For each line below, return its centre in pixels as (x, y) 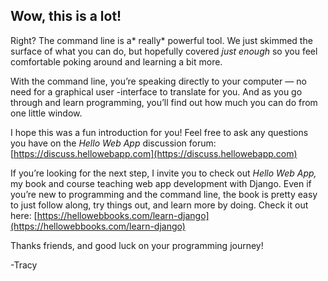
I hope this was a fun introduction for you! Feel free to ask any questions (159, 132)
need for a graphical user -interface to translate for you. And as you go (156, 91)
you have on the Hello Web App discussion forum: (113, 143)
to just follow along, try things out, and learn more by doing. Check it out (159, 205)
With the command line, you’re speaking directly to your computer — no (158, 81)
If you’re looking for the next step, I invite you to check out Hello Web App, (163, 173)
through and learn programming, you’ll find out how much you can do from (164, 102)
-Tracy (24, 265)
